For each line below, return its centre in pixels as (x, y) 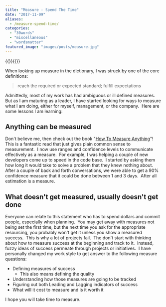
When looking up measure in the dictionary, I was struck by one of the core (82, 71)
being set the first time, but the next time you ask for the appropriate (75, 227)
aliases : (14, 19)
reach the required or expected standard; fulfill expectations (79, 86)
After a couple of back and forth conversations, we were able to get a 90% (82, 170)
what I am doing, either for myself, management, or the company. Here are (82, 106)
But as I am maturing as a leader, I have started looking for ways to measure (83, 101)
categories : (17, 28)
